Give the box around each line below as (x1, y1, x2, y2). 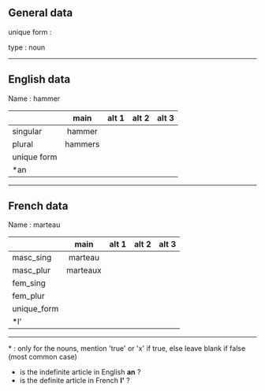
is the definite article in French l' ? (19, 376, 130, 385)
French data (8, 199, 69, 213)
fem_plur (12, 291, 45, 302)
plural (12, 138, 34, 149)
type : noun (8, 43, 46, 52)
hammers (65, 138, 100, 149)
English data (8, 73, 71, 86)
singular (12, 125, 42, 136)
